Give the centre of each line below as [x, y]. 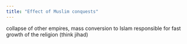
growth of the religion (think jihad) [47, 34]
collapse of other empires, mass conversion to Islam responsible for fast [93, 28]
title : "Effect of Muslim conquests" [52, 11]
